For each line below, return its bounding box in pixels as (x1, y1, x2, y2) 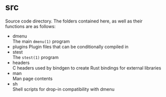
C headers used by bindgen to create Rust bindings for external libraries (12, 64, 161, 71)
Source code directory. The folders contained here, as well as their (5, 18, 143, 24)
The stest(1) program (12, 54, 59, 60)
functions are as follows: (5, 23, 56, 29)
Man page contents (12, 75, 53, 81)
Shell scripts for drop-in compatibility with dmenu (12, 86, 115, 92)
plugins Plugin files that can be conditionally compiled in (12, 43, 129, 49)
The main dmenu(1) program (12, 38, 70, 44)
